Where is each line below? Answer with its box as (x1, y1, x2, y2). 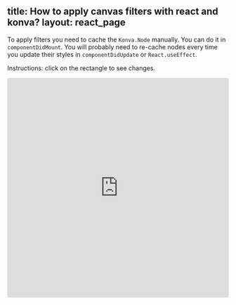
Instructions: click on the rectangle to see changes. (7, 63, 156, 72)
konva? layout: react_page (7, 17, 126, 29)
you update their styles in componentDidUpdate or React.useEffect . (7, 50, 198, 58)
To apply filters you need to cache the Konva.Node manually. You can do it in (7, 35, 226, 44)
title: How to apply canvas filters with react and (7, 6, 219, 18)
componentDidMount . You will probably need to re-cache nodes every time (7, 42, 218, 51)
